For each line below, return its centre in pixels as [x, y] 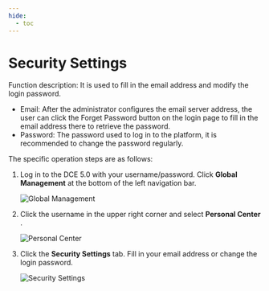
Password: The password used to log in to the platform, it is [118, 135]
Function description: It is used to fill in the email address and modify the [128, 85]
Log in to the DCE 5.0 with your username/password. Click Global [129, 174]
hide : [17, 16]
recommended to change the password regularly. [102, 143]
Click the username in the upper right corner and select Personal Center [140, 215]
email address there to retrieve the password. [95, 126]
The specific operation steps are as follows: [81, 159]
